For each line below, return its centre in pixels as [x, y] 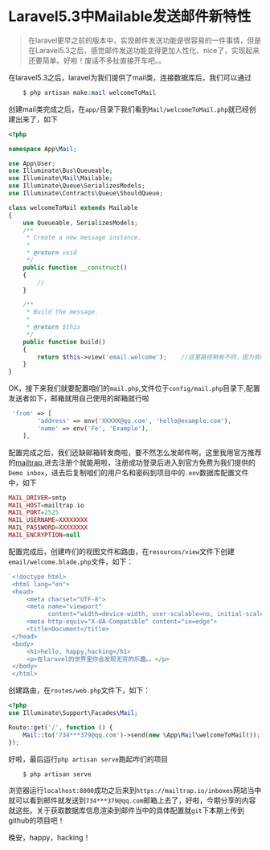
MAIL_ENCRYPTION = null [45, 536]
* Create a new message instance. [84, 238]
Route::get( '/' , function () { [61, 727]
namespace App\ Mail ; [43, 149]
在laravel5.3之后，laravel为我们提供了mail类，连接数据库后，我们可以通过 [130, 77]
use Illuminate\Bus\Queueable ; [61, 171]
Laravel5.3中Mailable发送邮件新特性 [130, 16]
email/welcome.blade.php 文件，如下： [71, 561]
